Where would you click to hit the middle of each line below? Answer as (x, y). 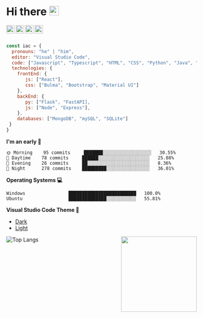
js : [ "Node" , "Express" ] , (58, 107)
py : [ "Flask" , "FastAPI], (58, 102)
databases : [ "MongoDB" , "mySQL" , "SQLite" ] (73, 119)
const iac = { (24, 46)
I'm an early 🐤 (24, 141)
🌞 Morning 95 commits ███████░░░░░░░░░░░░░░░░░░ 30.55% (91, 153)
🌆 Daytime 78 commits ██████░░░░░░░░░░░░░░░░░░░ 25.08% (90, 158)
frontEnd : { (32, 74)
